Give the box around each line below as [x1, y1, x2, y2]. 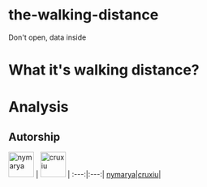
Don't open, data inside [8, 32, 87, 42]
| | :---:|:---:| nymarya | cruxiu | [35, 170, 162, 180]
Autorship [8, 130, 61, 143]
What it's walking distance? [8, 61, 201, 79]
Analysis [8, 98, 69, 117]
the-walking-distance [8, 6, 159, 24]
